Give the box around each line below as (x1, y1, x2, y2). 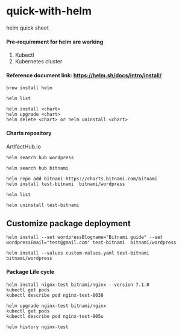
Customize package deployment (6, 218, 131, 229)
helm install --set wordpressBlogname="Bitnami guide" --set (6, 234, 163, 241)
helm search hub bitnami (6, 165, 69, 171)
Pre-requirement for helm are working (6, 38, 104, 45)
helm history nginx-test (6, 324, 69, 330)
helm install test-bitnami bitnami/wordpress (6, 181, 125, 187)
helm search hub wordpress (6, 154, 74, 160)
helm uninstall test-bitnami (6, 202, 80, 208)
